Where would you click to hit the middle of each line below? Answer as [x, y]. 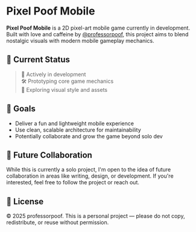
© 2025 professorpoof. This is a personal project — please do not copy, [96, 216]
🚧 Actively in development [53, 74]
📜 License [25, 201]
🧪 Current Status [38, 60]
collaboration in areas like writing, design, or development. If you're [90, 176]
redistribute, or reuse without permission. [58, 222]
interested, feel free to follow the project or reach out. [73, 182]
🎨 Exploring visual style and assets [64, 89]
